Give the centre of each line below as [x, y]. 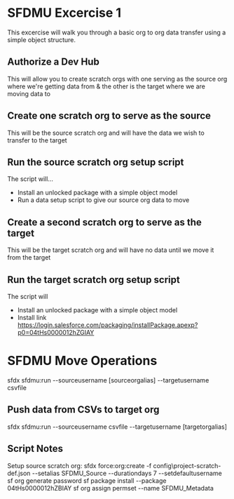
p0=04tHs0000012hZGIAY [56, 332]
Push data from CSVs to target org [83, 410]
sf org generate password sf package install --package [87, 480]
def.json [19, 473]
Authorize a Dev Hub [53, 62]
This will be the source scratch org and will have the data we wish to [106, 133]
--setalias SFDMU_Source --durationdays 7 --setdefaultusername [127, 473]
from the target [29, 258]
